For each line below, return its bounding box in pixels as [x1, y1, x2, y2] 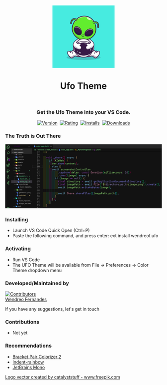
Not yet [12, 330, 28, 336]
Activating [5, 245, 31, 252]
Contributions [5, 318, 40, 325]
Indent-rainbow [12, 359, 44, 365]
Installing [5, 216, 28, 223]
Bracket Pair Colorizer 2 [12, 354, 62, 360]
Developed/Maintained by [5, 280, 70, 287]
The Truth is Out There [5, 132, 61, 139]
